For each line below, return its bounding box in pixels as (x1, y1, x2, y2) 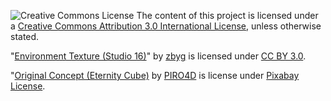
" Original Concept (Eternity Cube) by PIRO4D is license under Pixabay (10, 70, 300, 81)
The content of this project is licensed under (136, 10, 319, 21)
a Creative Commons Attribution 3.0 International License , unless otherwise (10, 20, 322, 32)
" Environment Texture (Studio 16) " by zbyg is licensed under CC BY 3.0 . (10, 50, 307, 62)
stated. (10, 31, 40, 42)
